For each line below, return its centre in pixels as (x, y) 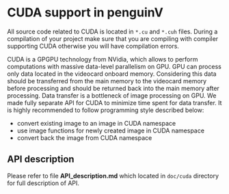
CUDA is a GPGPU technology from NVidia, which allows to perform (103, 59)
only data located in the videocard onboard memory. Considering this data (112, 74)
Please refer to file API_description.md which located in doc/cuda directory (113, 176)
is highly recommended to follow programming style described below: (106, 110)
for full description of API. (43, 183)
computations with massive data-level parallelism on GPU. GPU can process (114, 66)
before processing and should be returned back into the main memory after (113, 88)
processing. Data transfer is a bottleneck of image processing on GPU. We (112, 95)
